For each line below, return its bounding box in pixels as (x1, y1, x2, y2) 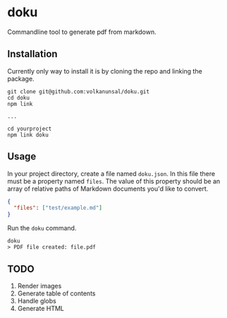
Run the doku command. (7, 224, 77, 232)
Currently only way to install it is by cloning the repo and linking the (7, 66, 202, 75)
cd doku (7, 94, 30, 101)
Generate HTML (17, 305, 65, 312)
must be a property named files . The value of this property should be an (7, 177, 221, 185)
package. (7, 74, 35, 83)
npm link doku (7, 131, 49, 139)
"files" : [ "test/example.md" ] (13, 204, 102, 212)
